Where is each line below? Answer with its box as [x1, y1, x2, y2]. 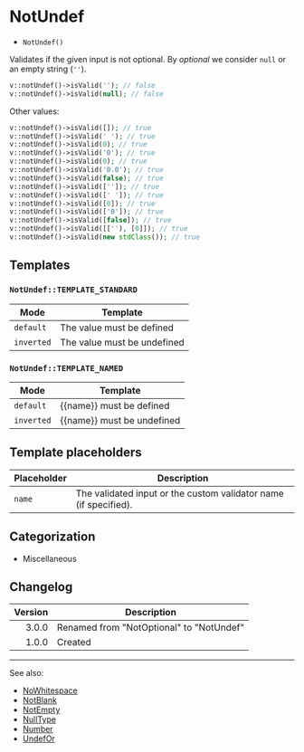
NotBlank [22, 695, 57, 706]
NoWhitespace [22, 685, 79, 696]
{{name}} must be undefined [60, 414, 181, 426]
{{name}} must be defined [60, 399, 170, 412]
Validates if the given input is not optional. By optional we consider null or [9, 53, 287, 64]
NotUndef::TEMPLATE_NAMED [9, 363, 124, 373]
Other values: [9, 106, 60, 117]
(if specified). [75, 498, 133, 510]
